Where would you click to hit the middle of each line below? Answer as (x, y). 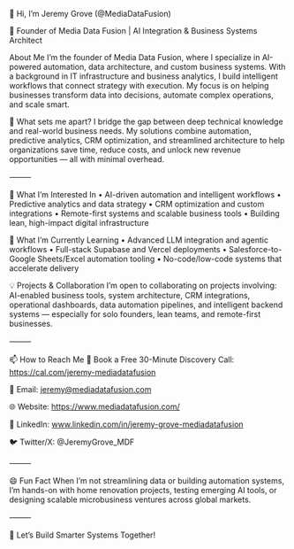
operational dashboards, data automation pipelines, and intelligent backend (146, 305)
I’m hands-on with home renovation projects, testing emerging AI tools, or (143, 490)
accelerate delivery (44, 268)
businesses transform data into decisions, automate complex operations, (141, 95)
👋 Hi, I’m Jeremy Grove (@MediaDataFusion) (90, 14)
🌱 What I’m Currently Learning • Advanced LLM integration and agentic (139, 240)
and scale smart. (40, 104)
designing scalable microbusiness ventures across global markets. (130, 499)
